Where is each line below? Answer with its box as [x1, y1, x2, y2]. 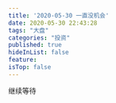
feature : [8, 56, 37, 64]
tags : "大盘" [8, 26, 49, 34]
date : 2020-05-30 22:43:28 [8, 19, 98, 27]
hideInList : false [8, 48, 69, 56]
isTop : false [8, 63, 52, 71]
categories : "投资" [8, 33, 71, 42]
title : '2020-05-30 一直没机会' [8, 11, 110, 20]
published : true [8, 41, 62, 49]
